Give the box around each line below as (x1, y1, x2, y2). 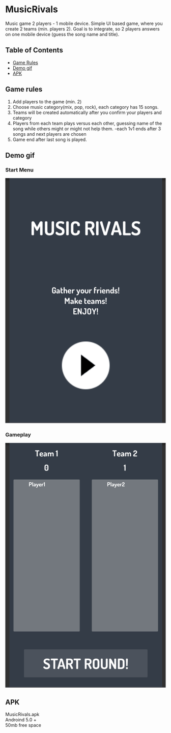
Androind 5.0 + (5, 717, 37, 723)
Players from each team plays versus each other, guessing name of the (12, 120, 162, 126)
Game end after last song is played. (12, 136, 88, 142)
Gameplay (5, 431, 32, 438)
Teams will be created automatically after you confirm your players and (12, 109, 162, 115)
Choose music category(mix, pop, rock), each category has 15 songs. (12, 104, 159, 110)
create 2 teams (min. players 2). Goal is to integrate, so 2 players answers (5, 25, 160, 32)
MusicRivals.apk (5, 711, 40, 718)
